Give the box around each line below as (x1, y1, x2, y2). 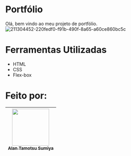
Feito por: (5, 90, 47, 102)
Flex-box (12, 72, 32, 78)
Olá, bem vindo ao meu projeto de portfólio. (5, 21, 98, 27)
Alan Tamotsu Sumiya (8, 145, 54, 151)
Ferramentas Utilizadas (5, 44, 107, 56)
